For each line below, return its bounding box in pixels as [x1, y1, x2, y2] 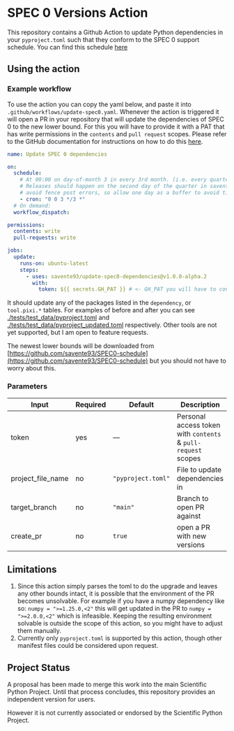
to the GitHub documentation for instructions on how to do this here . [7, 137, 203, 145]
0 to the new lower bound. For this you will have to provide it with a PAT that [7, 122, 225, 131]
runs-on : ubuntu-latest [19, 260, 89, 267]
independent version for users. [7, 695, 96, 704]
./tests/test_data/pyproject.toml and [7, 313, 110, 322]
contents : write [13, 228, 61, 235]
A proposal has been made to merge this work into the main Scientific [7, 680, 208, 689]
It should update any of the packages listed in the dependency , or [7, 298, 192, 307]
